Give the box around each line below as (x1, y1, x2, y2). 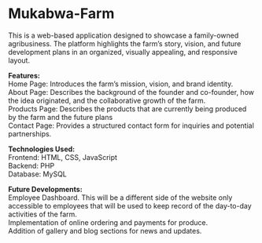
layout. (8, 56, 30, 65)
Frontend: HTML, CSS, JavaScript (8, 152, 118, 161)
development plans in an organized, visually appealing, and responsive (8, 47, 238, 56)
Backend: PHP (8, 161, 55, 170)
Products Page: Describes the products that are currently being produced (8, 103, 247, 114)
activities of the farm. (8, 209, 77, 219)
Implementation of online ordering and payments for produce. (8, 217, 208, 227)
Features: (8, 71, 41, 80)
